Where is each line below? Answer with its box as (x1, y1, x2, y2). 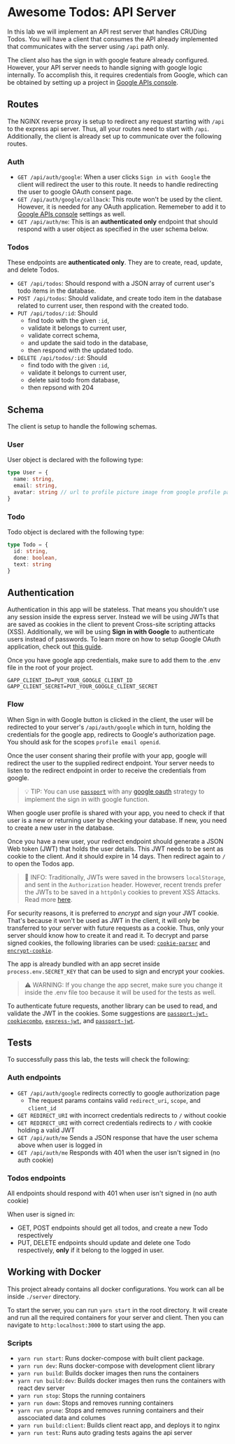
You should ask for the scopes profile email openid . (7, 737, 161, 746)
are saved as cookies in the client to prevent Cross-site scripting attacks (7, 620, 215, 629)
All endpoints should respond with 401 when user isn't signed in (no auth (7, 1189, 218, 1197)
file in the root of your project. (7, 663, 94, 672)
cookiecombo (7, 1018, 42, 1025)
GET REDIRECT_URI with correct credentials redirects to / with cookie (17, 1118, 212, 1127)
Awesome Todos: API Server (7, 4, 176, 20)
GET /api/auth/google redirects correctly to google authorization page (17, 1088, 220, 1097)
